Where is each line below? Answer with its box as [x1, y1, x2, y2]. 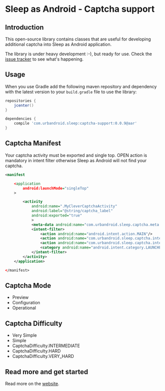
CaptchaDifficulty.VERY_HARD [12, 354, 75, 359]
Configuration [12, 300, 40, 306]
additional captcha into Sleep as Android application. [5, 41, 112, 47]
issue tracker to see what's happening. [5, 56, 84, 62]
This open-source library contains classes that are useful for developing [5, 36, 151, 42]
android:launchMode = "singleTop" [23, 186, 89, 191]
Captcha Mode [5, 281, 52, 289]
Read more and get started [5, 367, 88, 376]
